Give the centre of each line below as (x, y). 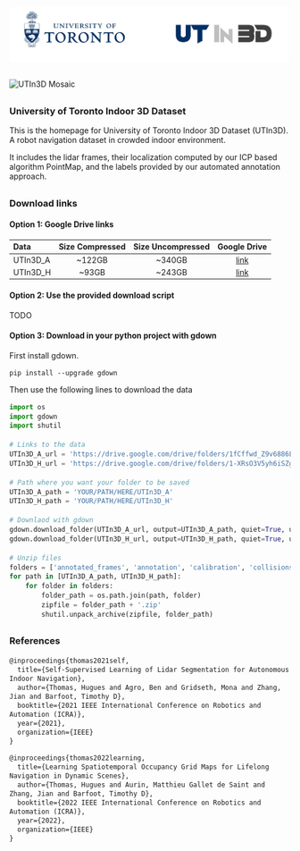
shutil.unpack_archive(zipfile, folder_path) (128, 614)
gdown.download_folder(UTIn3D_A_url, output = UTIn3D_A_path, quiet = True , (147, 530)
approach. (28, 176)
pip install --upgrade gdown (63, 373)
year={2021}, (42, 723)
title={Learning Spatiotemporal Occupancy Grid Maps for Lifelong (143, 767)
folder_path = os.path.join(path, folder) (121, 596)
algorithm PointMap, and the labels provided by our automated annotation (145, 167)
